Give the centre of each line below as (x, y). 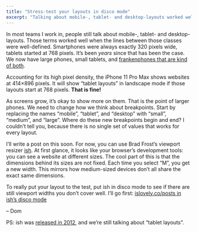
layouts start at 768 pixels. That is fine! (54, 89)
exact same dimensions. (36, 175)
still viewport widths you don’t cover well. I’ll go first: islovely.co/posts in (94, 193)
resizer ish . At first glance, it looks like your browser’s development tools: (95, 150)
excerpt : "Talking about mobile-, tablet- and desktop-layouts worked (95, 17)
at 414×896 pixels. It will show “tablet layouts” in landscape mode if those (96, 83)
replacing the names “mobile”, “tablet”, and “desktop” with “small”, (86, 114)
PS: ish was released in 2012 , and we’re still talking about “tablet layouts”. (95, 222)
